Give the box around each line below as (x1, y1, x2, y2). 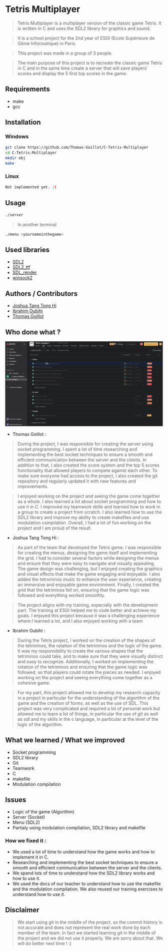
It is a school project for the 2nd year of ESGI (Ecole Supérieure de (17, 35, 155, 41)
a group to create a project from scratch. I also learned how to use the (17, 509, 162, 515)
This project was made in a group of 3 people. (17, 50, 112, 56)
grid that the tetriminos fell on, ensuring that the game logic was (17, 587, 149, 593)
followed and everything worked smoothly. (17, 592, 105, 598)
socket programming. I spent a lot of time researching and (17, 446, 137, 452)
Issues (5, 796, 26, 804)
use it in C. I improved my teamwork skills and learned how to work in (17, 504, 161, 510)
